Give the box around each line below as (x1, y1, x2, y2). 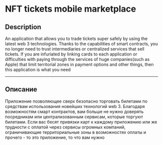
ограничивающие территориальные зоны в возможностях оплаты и (5, 129, 147, 135)
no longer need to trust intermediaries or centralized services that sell (5, 46, 145, 52)
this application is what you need (5, 67, 71, 72)
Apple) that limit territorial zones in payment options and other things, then (5, 62, 154, 67)
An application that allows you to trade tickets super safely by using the (5, 36, 148, 41)
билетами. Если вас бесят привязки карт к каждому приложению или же (5, 119, 158, 125)
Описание (5, 85, 37, 93)
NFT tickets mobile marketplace (5, 3, 136, 15)
